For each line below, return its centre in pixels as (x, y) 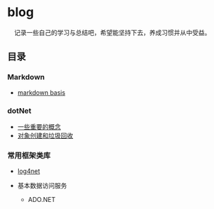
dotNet (19, 111)
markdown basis (41, 93)
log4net (29, 171)
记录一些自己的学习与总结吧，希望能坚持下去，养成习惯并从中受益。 (112, 32)
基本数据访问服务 (42, 186)
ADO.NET (42, 200)
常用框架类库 (29, 155)
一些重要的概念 (39, 126)
